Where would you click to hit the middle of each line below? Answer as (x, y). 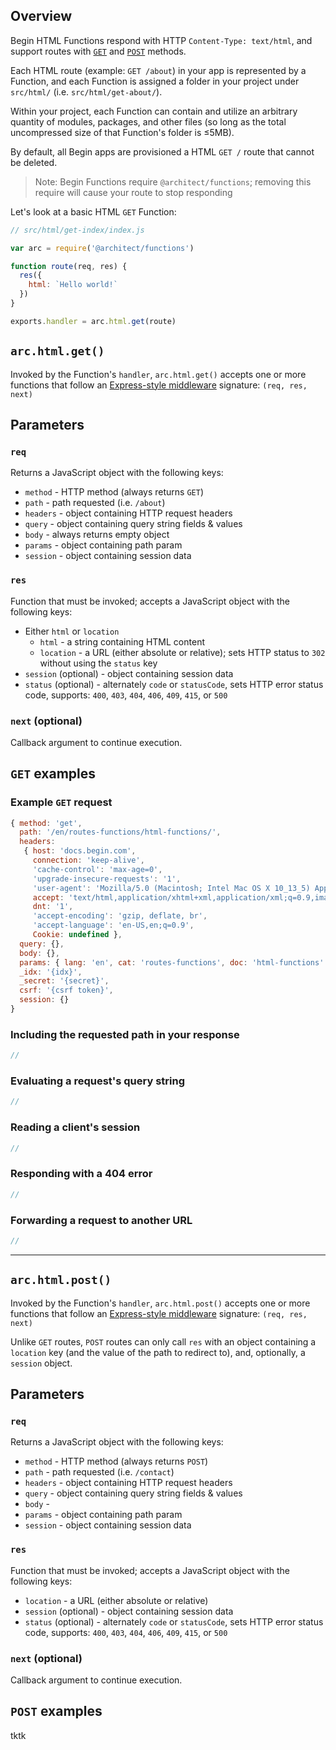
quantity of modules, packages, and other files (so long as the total (148, 121)
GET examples (53, 774)
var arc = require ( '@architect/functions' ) (102, 248)
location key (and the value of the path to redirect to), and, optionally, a (158, 1352)
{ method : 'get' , (46, 823)
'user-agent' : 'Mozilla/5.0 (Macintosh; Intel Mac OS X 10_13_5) (171, 888)
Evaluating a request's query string (97, 1081)
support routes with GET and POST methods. (98, 51)
